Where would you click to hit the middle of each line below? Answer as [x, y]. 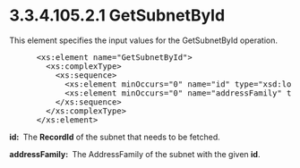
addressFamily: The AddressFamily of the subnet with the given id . [135, 154]
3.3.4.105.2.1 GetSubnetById [117, 16]
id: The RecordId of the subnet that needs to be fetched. [115, 137]
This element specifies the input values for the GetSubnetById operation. [144, 40]
